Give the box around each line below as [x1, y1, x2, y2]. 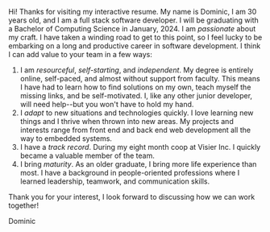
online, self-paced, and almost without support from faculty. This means [19, 74, 260, 83]
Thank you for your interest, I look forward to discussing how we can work [8, 193, 255, 201]
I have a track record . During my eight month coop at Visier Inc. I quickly [19, 143, 261, 151]
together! [8, 201, 39, 210]
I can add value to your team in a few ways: [8, 50, 153, 59]
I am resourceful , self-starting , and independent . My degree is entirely [19, 65, 254, 75]
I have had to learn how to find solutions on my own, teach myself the [19, 82, 251, 92]
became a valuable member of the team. [19, 151, 155, 160]
